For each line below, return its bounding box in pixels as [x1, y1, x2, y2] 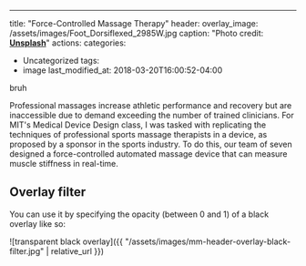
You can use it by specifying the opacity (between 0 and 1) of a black [9, 209, 270, 220]
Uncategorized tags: [22, 56, 100, 66]
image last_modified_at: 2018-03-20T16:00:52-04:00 [22, 65, 223, 76]
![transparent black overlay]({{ [9, 236, 123, 247]
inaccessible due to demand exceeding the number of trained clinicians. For [9, 110, 294, 120]
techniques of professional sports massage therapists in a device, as [9, 129, 268, 139]
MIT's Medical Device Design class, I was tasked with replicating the [9, 119, 267, 130]
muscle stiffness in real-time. [9, 159, 118, 169]
